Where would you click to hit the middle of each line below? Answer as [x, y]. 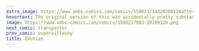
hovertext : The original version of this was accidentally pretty [90, 17]
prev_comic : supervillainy [39, 33]
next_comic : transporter [37, 28]
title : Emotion [25, 39]
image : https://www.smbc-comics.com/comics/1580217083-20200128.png [92, 22]
